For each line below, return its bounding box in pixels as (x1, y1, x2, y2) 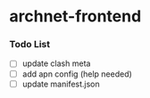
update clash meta (21, 58, 91, 69)
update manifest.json (21, 78, 100, 89)
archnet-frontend (9, 6, 142, 27)
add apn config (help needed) (21, 69, 132, 79)
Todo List (9, 38, 51, 51)
